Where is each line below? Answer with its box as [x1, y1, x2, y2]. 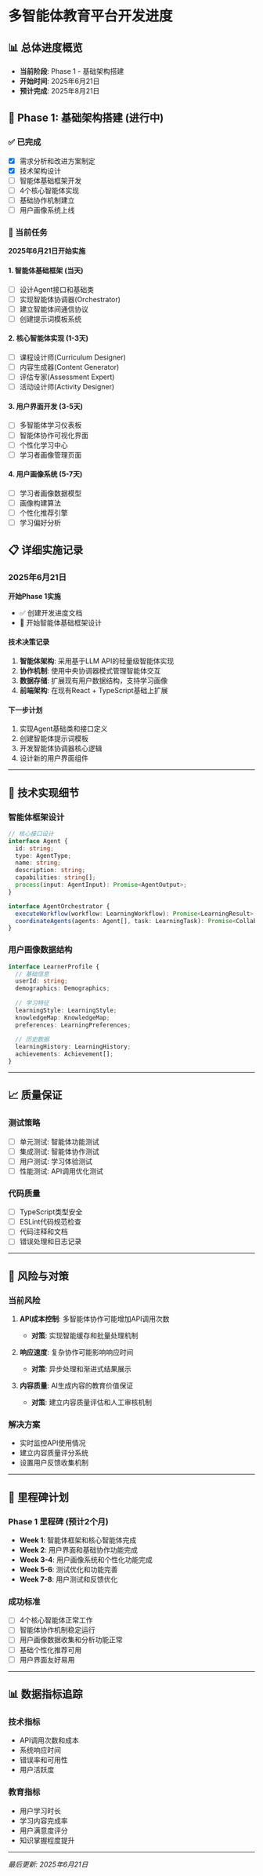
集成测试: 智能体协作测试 [19, 1147, 99, 1156]
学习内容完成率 [19, 1816, 68, 1825]
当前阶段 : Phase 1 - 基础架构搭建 [19, 67, 124, 75]
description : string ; [15, 867, 86, 874]
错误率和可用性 [19, 1755, 68, 1765]
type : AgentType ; [15, 852, 72, 860]
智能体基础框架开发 [19, 176, 82, 185]
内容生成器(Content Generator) [19, 363, 120, 372]
